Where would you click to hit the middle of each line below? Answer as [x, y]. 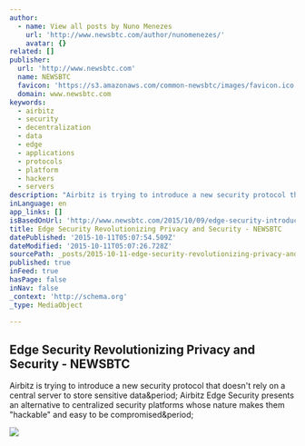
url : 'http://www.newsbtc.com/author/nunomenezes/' [125, 35]
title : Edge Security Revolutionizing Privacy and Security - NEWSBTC [146, 229]
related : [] [32, 52]
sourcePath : [32, 254]
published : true [40, 263]
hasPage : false [38, 280]
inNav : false [34, 288]
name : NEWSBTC [44, 77]
